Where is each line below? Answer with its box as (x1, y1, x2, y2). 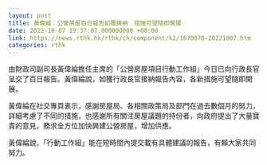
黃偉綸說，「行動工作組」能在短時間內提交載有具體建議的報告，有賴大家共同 (8, 138, 257, 147)
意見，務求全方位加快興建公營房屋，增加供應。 (22, 121, 176, 131)
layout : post (8, 11, 52, 20)
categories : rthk (8, 41, 66, 49)
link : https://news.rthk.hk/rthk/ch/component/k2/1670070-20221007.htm (8, 33, 251, 42)
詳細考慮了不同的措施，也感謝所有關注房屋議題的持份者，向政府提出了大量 (8, 111, 253, 120)
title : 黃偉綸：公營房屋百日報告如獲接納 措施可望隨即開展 (8, 19, 182, 27)
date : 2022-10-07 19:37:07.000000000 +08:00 (8, 26, 159, 34)
